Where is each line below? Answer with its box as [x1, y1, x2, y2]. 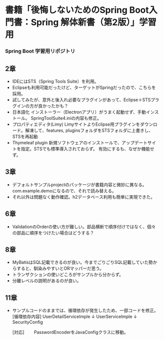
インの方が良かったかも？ [16, 103, 69, 108]
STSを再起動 [12, 133, 38, 139]
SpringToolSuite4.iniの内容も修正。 [30, 115, 102, 121]
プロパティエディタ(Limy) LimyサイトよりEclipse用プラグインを [12, 121, 140, 127]
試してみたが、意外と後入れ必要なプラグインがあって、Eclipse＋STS [12, 97, 151, 103]
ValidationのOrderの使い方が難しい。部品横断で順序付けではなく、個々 [12, 224, 156, 230]
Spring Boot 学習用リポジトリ [5, 48, 76, 54]
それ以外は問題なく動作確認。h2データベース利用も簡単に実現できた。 [12, 194, 155, 200]
